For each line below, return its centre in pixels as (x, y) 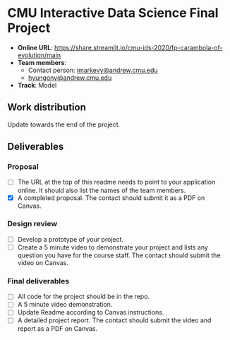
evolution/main (39, 55)
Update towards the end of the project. (64, 124)
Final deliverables (38, 281)
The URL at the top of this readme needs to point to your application (116, 182)
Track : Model (37, 85)
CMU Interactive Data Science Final (113, 13)
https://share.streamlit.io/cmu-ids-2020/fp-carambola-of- (138, 47)
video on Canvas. (43, 262)
